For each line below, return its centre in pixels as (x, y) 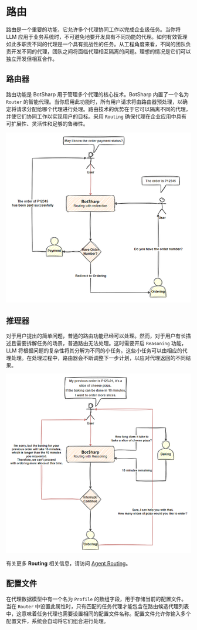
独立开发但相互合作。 (32, 59)
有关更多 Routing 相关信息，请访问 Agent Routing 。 (69, 563)
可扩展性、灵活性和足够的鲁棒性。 (47, 123)
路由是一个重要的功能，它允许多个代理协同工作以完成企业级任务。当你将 (93, 29)
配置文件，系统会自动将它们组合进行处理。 (57, 621)
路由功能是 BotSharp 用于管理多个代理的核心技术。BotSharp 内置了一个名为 (98, 94)
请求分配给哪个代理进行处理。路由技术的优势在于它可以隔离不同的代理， (103, 109)
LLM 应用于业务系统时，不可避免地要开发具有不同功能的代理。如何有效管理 (97, 36)
